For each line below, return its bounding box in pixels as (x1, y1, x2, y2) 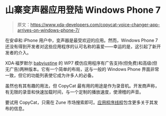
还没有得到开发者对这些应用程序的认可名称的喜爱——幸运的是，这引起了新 (5, 43, 157, 49)
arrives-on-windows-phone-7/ (17, 27, 80, 33)
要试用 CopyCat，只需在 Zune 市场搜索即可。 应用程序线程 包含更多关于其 (5, 99, 154, 105)
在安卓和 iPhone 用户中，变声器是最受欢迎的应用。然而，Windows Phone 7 (5, 37, 158, 43)
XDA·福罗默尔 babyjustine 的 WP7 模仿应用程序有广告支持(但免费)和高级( (5, 60, 153, 66)
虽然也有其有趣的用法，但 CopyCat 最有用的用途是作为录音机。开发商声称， (5, 83, 160, 88)
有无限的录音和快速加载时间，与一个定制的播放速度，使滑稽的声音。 (5, 89, 144, 95)
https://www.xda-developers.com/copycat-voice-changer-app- (30, 22, 160, 28)
